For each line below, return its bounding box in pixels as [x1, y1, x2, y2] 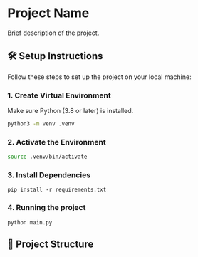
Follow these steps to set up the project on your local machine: [7, 73, 192, 81]
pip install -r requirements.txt [7, 187, 107, 194]
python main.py [7, 219, 53, 226]
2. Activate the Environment [7, 137, 106, 147]
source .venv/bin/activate [7, 153, 88, 161]
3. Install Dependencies [7, 170, 91, 180]
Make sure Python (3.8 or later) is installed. [7, 107, 134, 115]
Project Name [7, 5, 90, 21]
